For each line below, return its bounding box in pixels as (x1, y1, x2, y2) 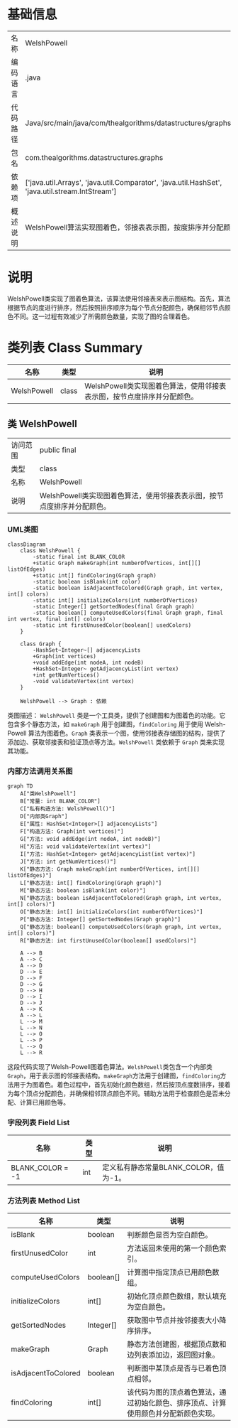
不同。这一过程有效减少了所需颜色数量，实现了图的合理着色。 (13, 312, 193, 321)
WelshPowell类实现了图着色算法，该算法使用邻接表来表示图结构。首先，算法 (7, 294, 231, 303)
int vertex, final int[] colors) (7, 616, 106, 623)
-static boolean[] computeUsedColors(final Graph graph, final (33, 609, 223, 616)
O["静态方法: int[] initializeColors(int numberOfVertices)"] (20, 908, 203, 916)
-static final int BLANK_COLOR (33, 553, 125, 560)
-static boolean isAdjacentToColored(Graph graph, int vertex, (33, 584, 223, 591)
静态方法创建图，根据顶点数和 (127, 1339, 227, 1349)
